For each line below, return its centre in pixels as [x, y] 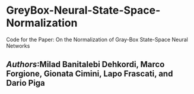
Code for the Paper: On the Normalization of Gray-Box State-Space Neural [97, 39]
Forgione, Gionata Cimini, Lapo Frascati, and [90, 74]
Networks [18, 46]
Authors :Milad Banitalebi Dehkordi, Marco [85, 65]
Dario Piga [26, 83]
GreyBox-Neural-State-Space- [83, 10]
